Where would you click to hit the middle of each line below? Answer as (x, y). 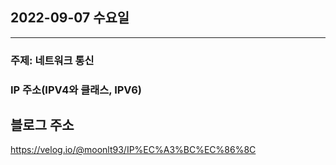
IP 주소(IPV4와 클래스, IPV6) (76, 90)
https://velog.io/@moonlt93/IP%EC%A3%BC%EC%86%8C (133, 150)
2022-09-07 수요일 (70, 18)
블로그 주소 (42, 125)
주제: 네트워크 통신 (52, 60)
